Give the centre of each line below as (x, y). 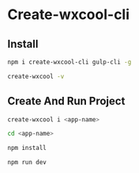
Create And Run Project (66, 101)
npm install (27, 148)
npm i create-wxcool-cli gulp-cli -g (69, 62)
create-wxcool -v (36, 76)
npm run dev (27, 163)
